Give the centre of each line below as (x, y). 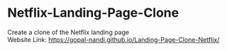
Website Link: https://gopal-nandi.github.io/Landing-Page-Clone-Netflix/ (113, 39)
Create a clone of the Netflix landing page (68, 32)
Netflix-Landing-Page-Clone (93, 13)
